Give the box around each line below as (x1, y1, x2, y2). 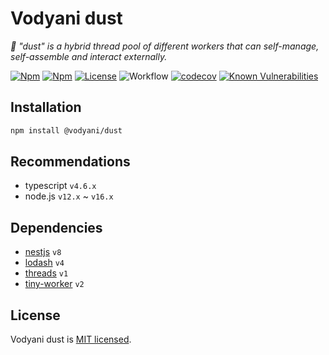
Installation (10, 99, 82, 116)
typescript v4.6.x (24, 180, 97, 192)
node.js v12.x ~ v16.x (24, 190, 114, 202)
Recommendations (10, 153, 131, 171)
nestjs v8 (24, 246, 62, 258)
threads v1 (24, 267, 69, 279)
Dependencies (10, 219, 103, 236)
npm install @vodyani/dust (10, 125, 123, 136)
